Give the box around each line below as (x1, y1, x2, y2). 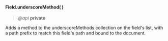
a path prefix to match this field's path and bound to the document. (5, 30, 146, 36)
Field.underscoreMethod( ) (5, 4, 64, 10)
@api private (17, 15, 46, 21)
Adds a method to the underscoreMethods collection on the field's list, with (5, 25, 163, 31)
